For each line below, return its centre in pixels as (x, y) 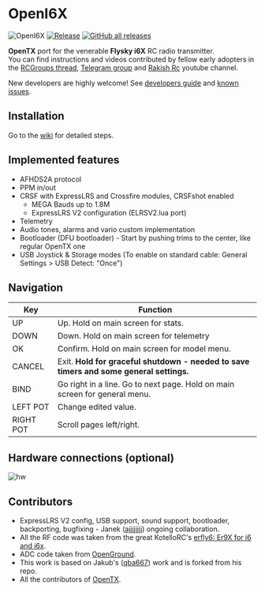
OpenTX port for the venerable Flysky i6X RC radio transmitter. (111, 51)
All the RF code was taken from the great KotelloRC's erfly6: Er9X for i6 (135, 537)
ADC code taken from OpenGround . (78, 554)
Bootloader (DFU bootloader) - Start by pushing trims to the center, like (135, 238)
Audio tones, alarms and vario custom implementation (107, 229)
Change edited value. (97, 407)
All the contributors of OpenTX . (70, 579)
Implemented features (64, 160)
